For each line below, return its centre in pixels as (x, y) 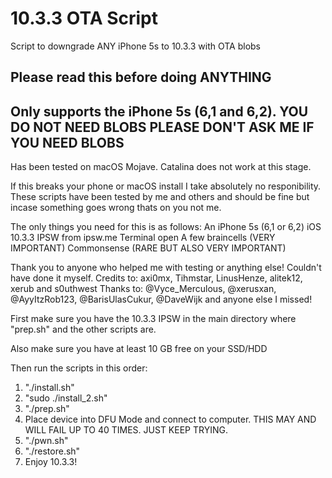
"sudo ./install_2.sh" (66, 398)
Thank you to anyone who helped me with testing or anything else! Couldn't (166, 268)
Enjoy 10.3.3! (51, 462)
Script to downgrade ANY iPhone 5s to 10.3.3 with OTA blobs (136, 46)
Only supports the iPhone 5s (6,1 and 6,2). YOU (159, 111)
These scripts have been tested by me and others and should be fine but (160, 197)
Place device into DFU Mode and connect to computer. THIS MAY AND (170, 419)
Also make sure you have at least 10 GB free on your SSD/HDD (139, 349)
